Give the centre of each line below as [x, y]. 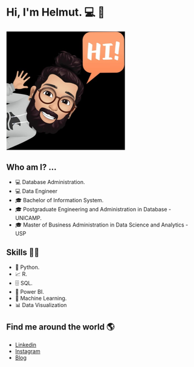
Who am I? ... [31, 167]
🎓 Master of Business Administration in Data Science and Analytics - [102, 225]
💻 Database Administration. [50, 182]
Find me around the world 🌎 [60, 327]
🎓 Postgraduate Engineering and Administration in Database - [93, 209]
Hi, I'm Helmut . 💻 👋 [56, 12]
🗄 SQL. [24, 283]
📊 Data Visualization [41, 305]
